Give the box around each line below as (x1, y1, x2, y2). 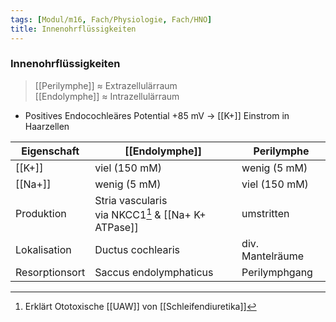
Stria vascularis (94, 193, 168, 207)
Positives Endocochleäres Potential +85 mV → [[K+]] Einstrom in (24, 109, 290, 121)
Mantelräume (241, 249, 305, 263)
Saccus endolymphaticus (94, 266, 214, 280)
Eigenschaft (21, 144, 80, 158)
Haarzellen (24, 120, 70, 132)
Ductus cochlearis (94, 243, 180, 257)
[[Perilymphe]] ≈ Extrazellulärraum (34, 79, 178, 91)
